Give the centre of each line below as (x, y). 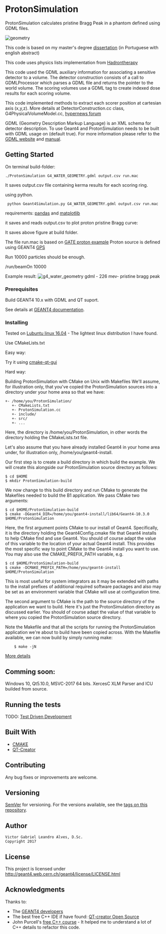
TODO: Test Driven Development (38, 716)
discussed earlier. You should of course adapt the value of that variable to (81, 612)
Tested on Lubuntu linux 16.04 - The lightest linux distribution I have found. (82, 333)
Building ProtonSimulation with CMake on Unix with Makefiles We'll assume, (83, 381)
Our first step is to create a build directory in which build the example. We (80, 462)
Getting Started (29, 155)
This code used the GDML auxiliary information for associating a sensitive (81, 72)
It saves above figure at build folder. (42, 232)
